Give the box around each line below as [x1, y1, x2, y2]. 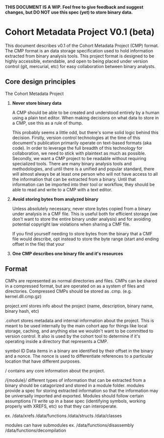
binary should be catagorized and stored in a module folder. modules [5, 382, 144, 388]
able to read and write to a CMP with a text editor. [12, 186, 113, 192]
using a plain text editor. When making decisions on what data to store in [12, 115, 159, 120]
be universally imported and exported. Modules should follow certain [5, 392, 144, 398]
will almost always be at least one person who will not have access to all [12, 171, 158, 177]
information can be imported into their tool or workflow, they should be [12, 181, 155, 187]
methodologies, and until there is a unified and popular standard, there [12, 166, 155, 172]
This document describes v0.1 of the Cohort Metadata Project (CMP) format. [5, 43, 159, 48]
